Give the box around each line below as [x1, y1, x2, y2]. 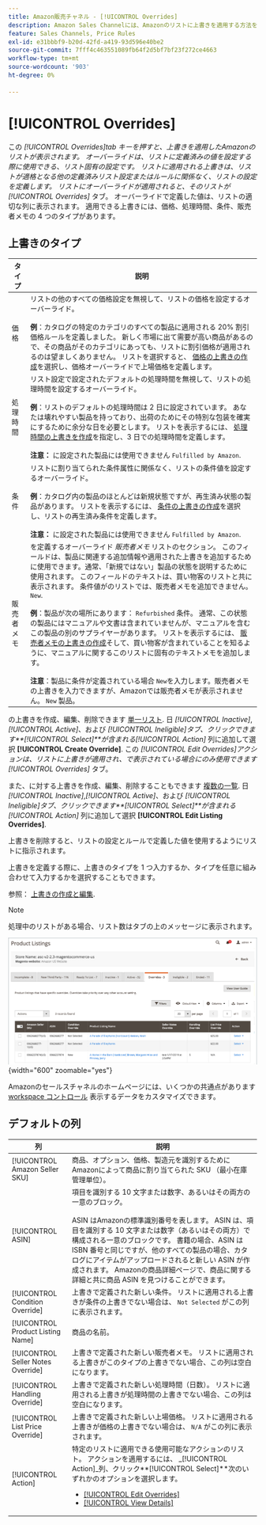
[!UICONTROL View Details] [83, 1498, 174, 1508]
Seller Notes [11, 1357, 52, 1367]
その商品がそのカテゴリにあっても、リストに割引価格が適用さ [43, 342, 244, 352]
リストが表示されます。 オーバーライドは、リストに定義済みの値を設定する [8, 151, 252, 162]
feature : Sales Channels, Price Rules [8, 29, 136, 37]
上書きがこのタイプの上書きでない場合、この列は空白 [78, 1357, 252, 1367]
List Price [11, 1421, 42, 1431]
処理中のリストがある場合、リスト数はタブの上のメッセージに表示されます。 [8, 922, 257, 931]
